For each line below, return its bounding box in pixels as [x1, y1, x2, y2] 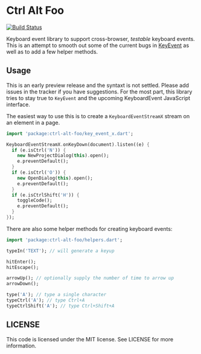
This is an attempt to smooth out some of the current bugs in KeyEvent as [6, 42, 190, 49]
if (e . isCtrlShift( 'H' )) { [11, 192, 80, 198]
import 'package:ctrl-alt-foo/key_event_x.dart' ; [6, 130, 134, 136]
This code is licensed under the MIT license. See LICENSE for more [6, 335, 174, 343]
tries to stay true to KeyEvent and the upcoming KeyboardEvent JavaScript [6, 94, 191, 101]
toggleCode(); [17, 197, 53, 204]
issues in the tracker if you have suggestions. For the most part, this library [6, 88, 193, 95]
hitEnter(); [6, 259, 36, 265]
